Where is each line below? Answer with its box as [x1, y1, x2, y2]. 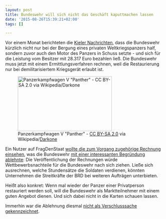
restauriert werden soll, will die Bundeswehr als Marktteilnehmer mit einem [5, 188, 159, 194]
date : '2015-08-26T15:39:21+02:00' [5, 17, 80, 22]
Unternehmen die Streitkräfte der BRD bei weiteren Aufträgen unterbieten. [5, 173, 158, 179]
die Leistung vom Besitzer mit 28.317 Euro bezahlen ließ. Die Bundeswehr [5, 56, 157, 62]
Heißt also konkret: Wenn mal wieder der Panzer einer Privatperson [5, 182, 144, 189]
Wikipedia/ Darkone [18, 136, 58, 142]
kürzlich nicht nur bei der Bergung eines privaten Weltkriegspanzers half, [5, 45, 156, 51]
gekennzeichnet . [5, 208, 40, 214]
